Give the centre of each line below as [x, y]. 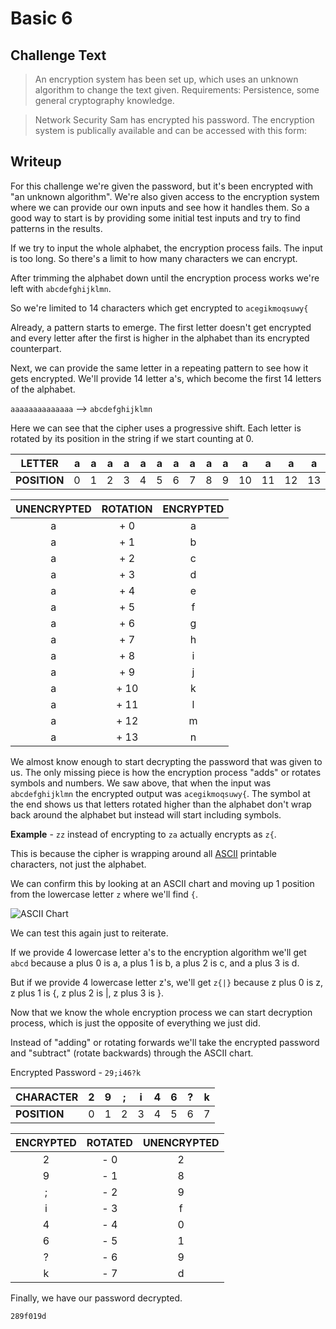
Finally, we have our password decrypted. [96, 1298]
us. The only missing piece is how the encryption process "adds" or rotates [166, 772]
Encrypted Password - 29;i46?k [76, 1072]
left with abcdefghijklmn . [61, 288]
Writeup [36, 162]
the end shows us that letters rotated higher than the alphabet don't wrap [161, 804]
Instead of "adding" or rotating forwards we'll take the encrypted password [165, 1042]
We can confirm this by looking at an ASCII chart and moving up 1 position [162, 883]
